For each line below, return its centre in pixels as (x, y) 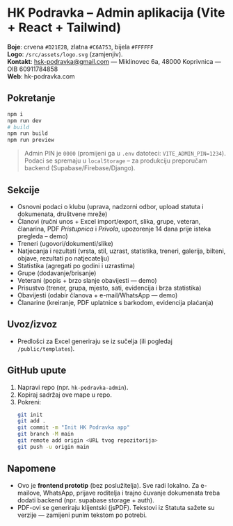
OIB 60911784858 (33, 69)
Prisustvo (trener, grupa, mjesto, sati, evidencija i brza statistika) (109, 288)
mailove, (29, 493)
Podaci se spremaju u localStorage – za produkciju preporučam (115, 161)
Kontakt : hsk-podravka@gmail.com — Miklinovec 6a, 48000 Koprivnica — (114, 61)
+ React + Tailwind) (64, 27)
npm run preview (31, 140)
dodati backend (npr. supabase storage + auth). (86, 500)
